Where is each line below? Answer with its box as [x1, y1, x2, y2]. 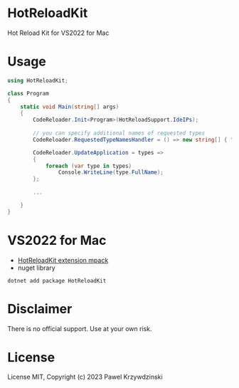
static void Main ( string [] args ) [20, 103, 119, 110]
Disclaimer [7, 300, 73, 317]
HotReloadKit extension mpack [17, 256, 109, 264]
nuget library [17, 263, 55, 272]
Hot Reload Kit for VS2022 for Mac [7, 28, 110, 37]
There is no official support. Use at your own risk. [7, 324, 152, 332]
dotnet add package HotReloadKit [7, 277, 107, 284]
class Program [7, 90, 50, 97]
